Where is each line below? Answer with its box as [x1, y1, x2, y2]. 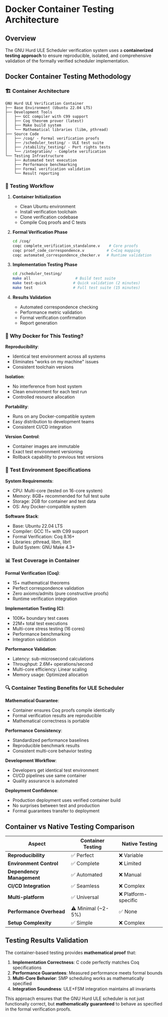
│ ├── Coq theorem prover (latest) [5, 118, 84, 123]
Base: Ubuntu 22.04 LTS [12, 523, 63, 529]
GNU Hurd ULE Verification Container [5, 101, 84, 106]
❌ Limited [118, 860, 141, 867]
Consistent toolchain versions [12, 364, 74, 370]
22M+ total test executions [12, 620, 68, 626]
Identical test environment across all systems [12, 353, 106, 359]
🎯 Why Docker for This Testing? [5, 332, 84, 339]
